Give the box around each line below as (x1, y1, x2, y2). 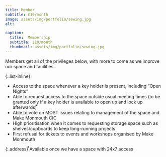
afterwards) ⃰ (12, 104, 38, 110)
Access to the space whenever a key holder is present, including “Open (12, 83, 161, 89)
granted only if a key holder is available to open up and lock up (12, 99, 143, 105)
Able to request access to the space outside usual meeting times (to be (12, 93, 160, 99)
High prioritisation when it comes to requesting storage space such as (12, 120, 158, 126)
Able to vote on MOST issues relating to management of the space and (12, 109, 160, 115)
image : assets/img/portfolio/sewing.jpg (5, 17, 92, 22)
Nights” (12, 88, 29, 94)
